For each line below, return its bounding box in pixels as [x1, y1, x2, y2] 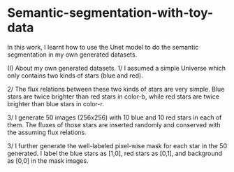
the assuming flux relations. [7, 128, 87, 136]
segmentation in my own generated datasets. [7, 50, 138, 59]
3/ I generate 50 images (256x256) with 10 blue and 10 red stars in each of [7, 113, 222, 122]
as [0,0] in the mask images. [7, 156, 89, 165]
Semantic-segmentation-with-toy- [7, 5, 214, 21]
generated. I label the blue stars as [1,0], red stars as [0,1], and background [7, 149, 223, 157]
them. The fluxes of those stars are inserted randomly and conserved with [7, 120, 221, 129]
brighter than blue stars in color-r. [7, 99, 105, 108]
